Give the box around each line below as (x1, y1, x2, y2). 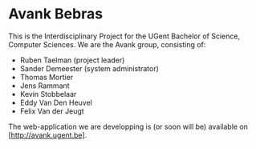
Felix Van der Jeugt (19, 106, 84, 116)
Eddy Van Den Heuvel (19, 98, 92, 107)
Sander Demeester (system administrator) (19, 63, 159, 73)
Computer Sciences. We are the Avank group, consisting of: (8, 39, 206, 49)
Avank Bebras (8, 5, 103, 23)
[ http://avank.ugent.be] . (8, 130, 87, 140)
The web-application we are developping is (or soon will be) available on (8, 122, 249, 131)
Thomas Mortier (19, 72, 74, 82)
